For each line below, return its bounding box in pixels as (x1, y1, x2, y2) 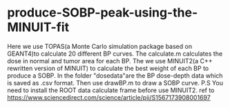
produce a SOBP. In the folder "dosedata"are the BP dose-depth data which (7, 71, 223, 80)
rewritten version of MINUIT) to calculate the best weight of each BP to (7, 64, 209, 72)
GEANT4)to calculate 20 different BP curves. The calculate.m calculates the (7, 50, 223, 58)
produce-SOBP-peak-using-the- (7, 5, 198, 21)
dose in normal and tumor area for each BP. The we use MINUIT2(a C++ (7, 56, 213, 65)
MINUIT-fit (7, 19, 70, 35)
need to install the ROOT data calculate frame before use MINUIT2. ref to (7, 86, 215, 94)
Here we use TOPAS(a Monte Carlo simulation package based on (7, 42, 192, 50)
